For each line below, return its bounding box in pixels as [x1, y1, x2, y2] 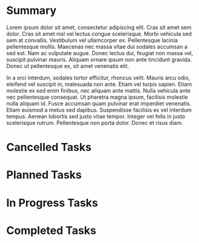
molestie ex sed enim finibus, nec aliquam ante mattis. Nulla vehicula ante [6, 87, 191, 94]
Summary [6, 4, 56, 18]
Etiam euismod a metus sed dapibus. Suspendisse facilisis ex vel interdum [6, 106, 192, 113]
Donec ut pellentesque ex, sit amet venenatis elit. [6, 62, 129, 70]
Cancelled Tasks [6, 141, 92, 155]
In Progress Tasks [6, 196, 98, 210]
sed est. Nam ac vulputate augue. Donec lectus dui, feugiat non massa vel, [6, 49, 194, 56]
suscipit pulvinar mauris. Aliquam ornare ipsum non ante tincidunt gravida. [6, 56, 192, 63]
